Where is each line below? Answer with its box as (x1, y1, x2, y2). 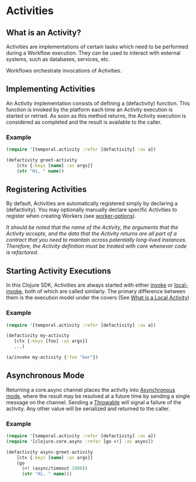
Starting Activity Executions (6, 266, 111, 276)
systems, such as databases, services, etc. (6, 56, 110, 62)
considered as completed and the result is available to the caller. (6, 118, 162, 125)
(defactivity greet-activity (6, 157, 77, 163)
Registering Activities (6, 184, 87, 194)
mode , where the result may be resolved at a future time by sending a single (6, 393, 191, 400)
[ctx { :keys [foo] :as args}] (13, 338, 88, 344)
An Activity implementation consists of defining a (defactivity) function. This (6, 99, 190, 107)
